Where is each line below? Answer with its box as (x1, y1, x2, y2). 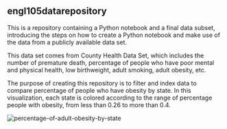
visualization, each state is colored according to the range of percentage (7, 94, 213, 102)
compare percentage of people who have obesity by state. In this (7, 86, 191, 94)
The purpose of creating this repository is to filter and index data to (7, 78, 197, 87)
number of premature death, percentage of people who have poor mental (7, 58, 215, 67)
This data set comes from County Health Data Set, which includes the (7, 51, 204, 59)
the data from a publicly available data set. (7, 38, 127, 46)
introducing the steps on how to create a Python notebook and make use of (7, 31, 221, 39)
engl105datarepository (7, 5, 108, 17)
